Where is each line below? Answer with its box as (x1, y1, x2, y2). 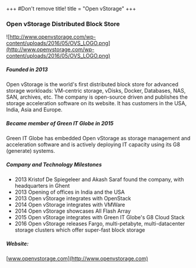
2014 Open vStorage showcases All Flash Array (14, 207, 131, 215)
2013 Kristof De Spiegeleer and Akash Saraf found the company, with (14, 176, 184, 183)
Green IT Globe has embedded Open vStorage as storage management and (6, 135, 191, 142)
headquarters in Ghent (14, 182, 70, 190)
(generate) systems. (6, 147, 55, 155)
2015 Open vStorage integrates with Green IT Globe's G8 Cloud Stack (14, 214, 185, 221)
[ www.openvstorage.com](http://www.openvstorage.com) (6, 255, 149, 262)
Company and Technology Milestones (6, 160, 102, 168)
